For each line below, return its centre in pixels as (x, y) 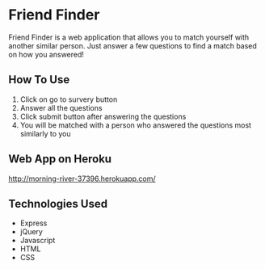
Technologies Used (58, 204)
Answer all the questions (61, 107)
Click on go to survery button (69, 99)
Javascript (38, 241)
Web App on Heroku (60, 159)
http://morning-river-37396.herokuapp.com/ (82, 179)
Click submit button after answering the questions (103, 116)
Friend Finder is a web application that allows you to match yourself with (129, 37)
